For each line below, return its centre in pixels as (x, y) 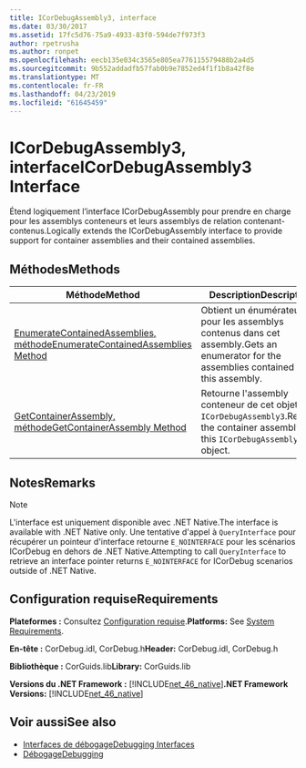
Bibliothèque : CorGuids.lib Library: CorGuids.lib (100, 666)
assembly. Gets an (239, 344)
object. (215, 450)
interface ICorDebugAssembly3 (131, 167)
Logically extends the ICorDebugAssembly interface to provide (165, 231)
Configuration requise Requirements (114, 599)
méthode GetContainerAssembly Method (100, 427)
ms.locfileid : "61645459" (58, 102)
